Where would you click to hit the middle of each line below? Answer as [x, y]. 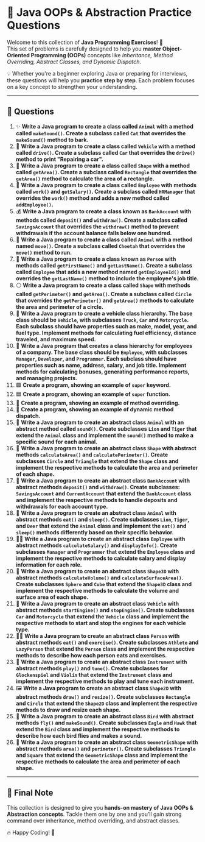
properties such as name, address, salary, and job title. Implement [101, 365]
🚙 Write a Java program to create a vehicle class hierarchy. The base [104, 313]
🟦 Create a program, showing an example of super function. [93, 394]
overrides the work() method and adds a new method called [92, 198]
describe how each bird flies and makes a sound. [79, 735]
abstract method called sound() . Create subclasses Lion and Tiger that [106, 428]
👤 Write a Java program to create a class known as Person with [96, 259]
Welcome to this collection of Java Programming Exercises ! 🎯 [85, 42]
